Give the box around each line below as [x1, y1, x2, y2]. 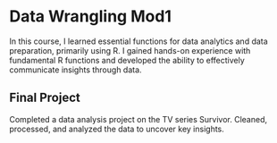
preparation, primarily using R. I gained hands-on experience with [9, 45, 251, 55]
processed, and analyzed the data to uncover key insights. [9, 123, 225, 134]
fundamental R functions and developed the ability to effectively [9, 55, 246, 65]
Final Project [9, 90, 80, 105]
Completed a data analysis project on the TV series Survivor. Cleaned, [9, 114, 268, 124]
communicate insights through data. [9, 64, 142, 75]
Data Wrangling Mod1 [9, 6, 172, 27]
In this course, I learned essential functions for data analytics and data [9, 36, 268, 46]
